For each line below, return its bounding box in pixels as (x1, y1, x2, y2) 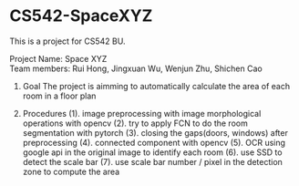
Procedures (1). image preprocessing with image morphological (22, 108, 262, 119)
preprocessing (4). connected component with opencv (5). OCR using (22, 137, 285, 148)
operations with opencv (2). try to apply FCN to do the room (22, 118, 248, 129)
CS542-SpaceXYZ (9, 5, 153, 26)
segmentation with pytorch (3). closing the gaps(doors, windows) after (22, 127, 289, 138)
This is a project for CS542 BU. (9, 36, 126, 46)
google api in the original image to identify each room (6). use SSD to (22, 147, 283, 158)
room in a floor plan (22, 90, 97, 101)
